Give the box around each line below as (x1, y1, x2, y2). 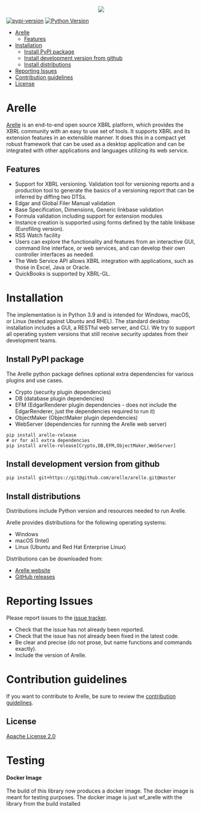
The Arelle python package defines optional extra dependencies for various (6, 370, 194, 378)
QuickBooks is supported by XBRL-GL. (14, 270, 111, 277)
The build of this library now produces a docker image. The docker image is (6, 787, 194, 795)
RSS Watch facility (14, 232, 61, 239)
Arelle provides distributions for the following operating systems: (6, 519, 167, 527)
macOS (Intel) (14, 537, 49, 545)
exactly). (14, 645, 37, 653)
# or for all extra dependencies (6, 437, 90, 443)
